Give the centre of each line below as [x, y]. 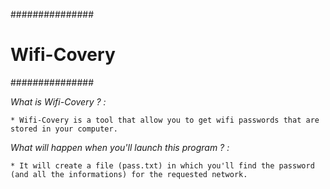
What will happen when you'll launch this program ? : [120, 147]
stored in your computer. [64, 129]
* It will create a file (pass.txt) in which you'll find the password [162, 165]
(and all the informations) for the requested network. [129, 174]
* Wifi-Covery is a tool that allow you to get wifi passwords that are [165, 120]
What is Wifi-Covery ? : [58, 101]
